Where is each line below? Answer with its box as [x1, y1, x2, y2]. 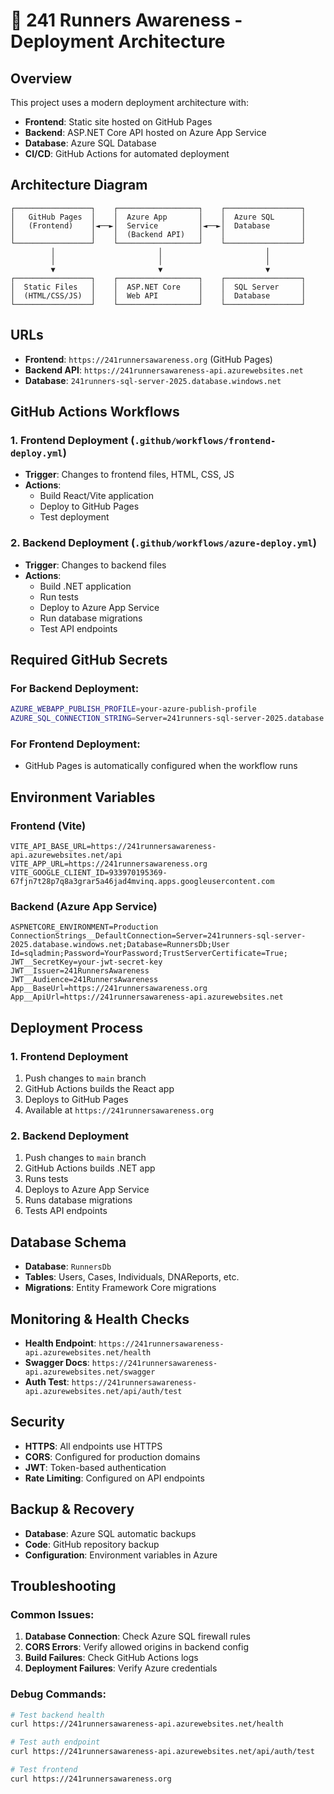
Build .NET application [39, 580, 132, 592]
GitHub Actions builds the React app [24, 1083, 175, 1095]
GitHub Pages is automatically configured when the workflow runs [24, 760, 298, 772]
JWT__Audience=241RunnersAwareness [10, 975, 159, 985]
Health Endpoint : [24, 1337, 97, 1349]
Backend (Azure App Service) [10, 899, 158, 913]
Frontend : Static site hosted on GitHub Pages [24, 116, 213, 128]
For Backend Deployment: [10, 681, 140, 695]
